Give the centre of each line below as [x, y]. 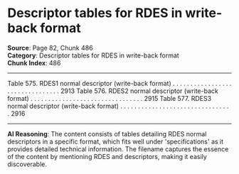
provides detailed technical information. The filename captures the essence [118, 149]
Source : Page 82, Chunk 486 [51, 48]
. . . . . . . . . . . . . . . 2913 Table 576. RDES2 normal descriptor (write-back [113, 91]
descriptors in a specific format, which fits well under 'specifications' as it [116, 141]
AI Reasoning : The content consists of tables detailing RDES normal [107, 134]
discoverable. [27, 164]
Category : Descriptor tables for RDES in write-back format [93, 55]
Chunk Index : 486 [34, 62]
